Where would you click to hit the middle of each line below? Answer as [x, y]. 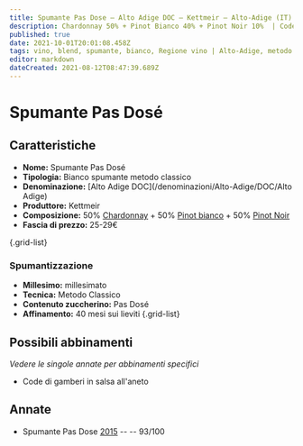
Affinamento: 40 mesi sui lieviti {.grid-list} [101, 314]
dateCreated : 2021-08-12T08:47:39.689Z [84, 68]
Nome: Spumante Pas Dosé [74, 167]
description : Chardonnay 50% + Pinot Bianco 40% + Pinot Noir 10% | [143, 26]
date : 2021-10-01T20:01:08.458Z [70, 43]
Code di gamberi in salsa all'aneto [85, 381]
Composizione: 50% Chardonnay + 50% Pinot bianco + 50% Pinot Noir [156, 215]
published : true [40, 34]
